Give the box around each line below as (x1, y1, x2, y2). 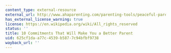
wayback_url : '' (5, 40, 40, 45)
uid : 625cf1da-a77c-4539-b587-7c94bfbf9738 (5, 36, 99, 41)
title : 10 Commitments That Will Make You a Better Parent (5, 31, 133, 36)
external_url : (5, 12, 36, 17)
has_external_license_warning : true (5, 17, 83, 22)
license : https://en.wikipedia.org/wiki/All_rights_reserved (5, 21, 138, 27)
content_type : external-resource (5, 7, 76, 13)
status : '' (5, 26, 28, 31)
